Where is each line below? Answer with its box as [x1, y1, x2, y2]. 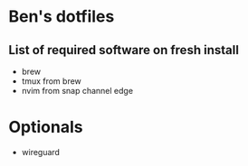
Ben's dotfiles [8, 6, 115, 27]
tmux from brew [21, 76, 82, 87]
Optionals [8, 117, 83, 137]
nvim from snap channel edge [21, 86, 133, 96]
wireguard [21, 146, 61, 157]
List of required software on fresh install [8, 42, 239, 58]
